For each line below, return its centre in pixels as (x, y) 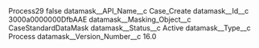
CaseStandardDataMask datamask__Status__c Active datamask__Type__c (129, 28)
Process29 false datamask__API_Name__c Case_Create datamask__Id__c (129, 11)
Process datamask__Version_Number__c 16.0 (82, 36)
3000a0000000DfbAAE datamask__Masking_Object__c (100, 19)
